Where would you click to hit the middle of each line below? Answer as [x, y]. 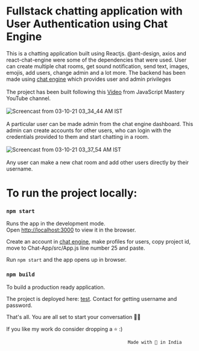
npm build [21, 275]
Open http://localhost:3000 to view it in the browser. [71, 230]
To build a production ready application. [56, 287]
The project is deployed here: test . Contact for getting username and [92, 299]
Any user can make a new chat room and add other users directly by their [97, 162]
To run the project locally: [72, 193]
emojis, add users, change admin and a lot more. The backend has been [96, 72]
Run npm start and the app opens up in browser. [66, 260]
